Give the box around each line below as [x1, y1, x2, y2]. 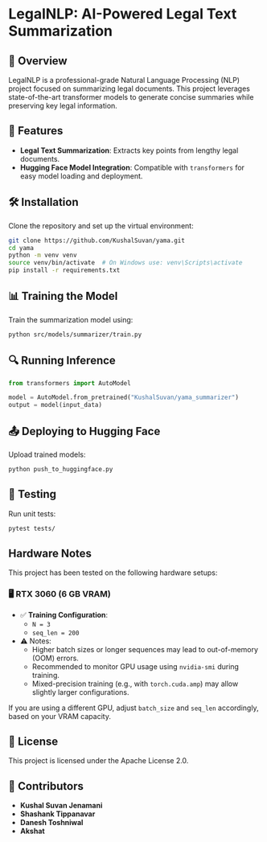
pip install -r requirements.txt [8, 266, 121, 274]
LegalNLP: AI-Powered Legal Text [8, 5, 237, 23]
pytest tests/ [8, 524, 56, 532]
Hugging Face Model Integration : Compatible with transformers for [19, 162, 245, 172]
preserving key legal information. [8, 101, 118, 110]
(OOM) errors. [31, 653, 79, 663]
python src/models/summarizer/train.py [8, 331, 142, 339]
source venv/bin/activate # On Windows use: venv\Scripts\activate [8, 259, 243, 267]
